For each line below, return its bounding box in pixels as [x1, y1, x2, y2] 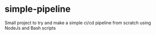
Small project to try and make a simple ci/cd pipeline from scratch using [4, 20, 152, 26]
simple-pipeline [4, 3, 71, 15]
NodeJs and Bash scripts [4, 25, 56, 31]
